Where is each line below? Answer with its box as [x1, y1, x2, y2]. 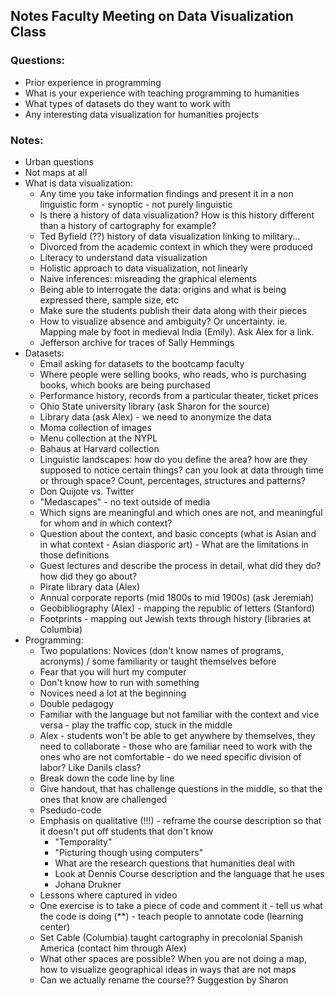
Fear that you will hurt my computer [39, 665, 187, 678]
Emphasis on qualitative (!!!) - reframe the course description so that [39, 814, 322, 826]
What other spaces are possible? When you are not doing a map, [39, 952, 307, 964]
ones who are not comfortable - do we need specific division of [39, 750, 302, 763]
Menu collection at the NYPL [39, 432, 158, 444]
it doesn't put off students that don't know [39, 825, 214, 837]
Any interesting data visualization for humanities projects [24, 108, 260, 120]
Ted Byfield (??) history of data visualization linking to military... [39, 230, 301, 242]
